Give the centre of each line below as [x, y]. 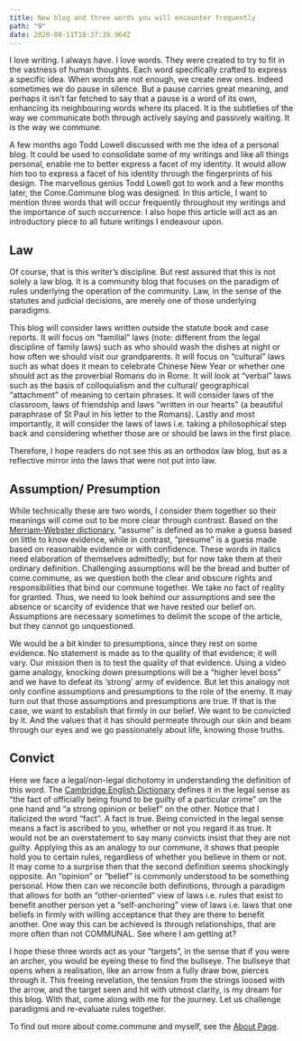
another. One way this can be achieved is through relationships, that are [143, 924]
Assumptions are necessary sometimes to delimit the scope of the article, [146, 616]
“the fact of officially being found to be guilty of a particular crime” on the [146, 799]
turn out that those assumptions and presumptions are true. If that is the [143, 701]
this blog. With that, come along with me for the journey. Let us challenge [145, 999]
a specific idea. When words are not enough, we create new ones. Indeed [146, 80]
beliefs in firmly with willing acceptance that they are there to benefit [137, 914]
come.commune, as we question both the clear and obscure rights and [141, 578]
